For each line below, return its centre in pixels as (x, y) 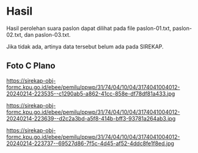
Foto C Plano (31, 66)
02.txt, (15, 34)
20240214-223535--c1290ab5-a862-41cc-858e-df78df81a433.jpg (91, 94)
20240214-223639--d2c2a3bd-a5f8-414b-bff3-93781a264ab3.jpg (91, 118)
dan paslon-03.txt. (47, 34)
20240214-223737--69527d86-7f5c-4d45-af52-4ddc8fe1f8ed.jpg (90, 143)
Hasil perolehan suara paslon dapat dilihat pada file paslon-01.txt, (89, 28)
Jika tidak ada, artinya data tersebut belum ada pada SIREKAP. (85, 47)
